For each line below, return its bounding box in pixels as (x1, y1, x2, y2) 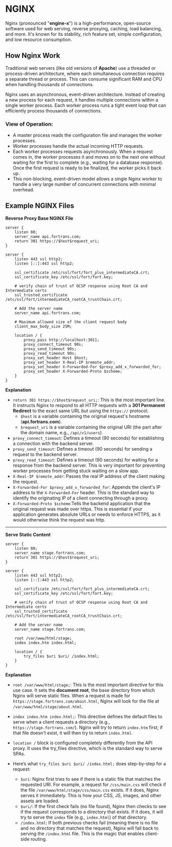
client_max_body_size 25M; (14, 324, 72, 329)
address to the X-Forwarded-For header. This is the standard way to (12, 489, 155, 495)
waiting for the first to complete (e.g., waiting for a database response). (12, 160, 164, 166)
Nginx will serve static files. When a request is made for (12, 692, 131, 699)
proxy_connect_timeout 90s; (24, 342, 83, 347)
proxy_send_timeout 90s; (24, 346, 77, 352)
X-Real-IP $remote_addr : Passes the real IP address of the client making (12, 473, 165, 479)
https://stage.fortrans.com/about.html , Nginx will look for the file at (12, 698, 160, 704)
